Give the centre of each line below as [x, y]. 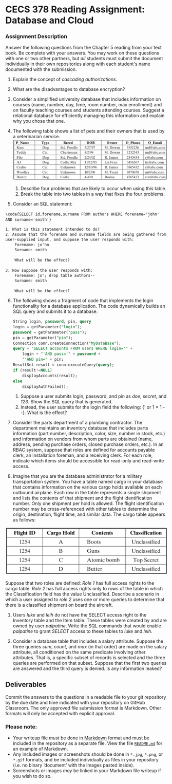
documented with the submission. [41, 69]
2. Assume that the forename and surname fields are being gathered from [86, 235]
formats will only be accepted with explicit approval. [60, 713]
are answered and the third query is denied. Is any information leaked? [87, 668]
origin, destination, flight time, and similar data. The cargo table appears [89, 514]
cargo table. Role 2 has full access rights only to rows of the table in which [84, 589]
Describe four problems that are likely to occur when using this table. [93, 189]
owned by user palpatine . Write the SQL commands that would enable [87, 626]
